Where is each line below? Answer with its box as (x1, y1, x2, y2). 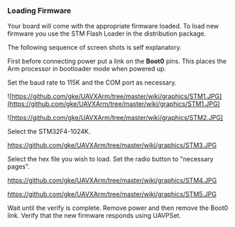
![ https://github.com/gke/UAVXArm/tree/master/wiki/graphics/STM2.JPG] (7, 113, 224, 122)
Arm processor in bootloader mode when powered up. (7, 65, 167, 73)
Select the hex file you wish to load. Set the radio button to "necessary (7, 155, 214, 164)
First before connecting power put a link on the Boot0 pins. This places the (7, 57, 227, 65)
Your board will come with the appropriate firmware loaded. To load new (7, 22, 219, 31)
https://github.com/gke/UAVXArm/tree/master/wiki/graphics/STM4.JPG (7, 176, 217, 185)
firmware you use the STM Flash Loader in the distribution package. (7, 29, 207, 38)
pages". (7, 162, 31, 171)
